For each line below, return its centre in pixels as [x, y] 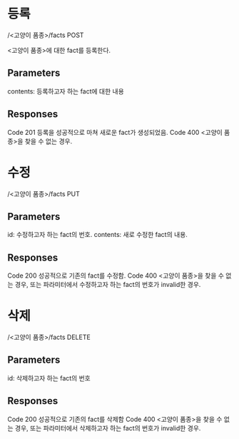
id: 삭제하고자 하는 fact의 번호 [49, 378]
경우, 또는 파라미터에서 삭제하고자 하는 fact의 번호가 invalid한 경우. [108, 428]
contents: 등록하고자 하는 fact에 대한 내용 [66, 91]
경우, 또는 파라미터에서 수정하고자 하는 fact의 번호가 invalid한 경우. [108, 285]
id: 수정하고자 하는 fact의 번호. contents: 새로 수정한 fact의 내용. [97, 235]
